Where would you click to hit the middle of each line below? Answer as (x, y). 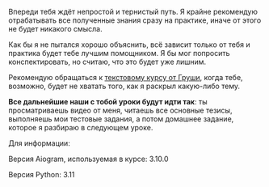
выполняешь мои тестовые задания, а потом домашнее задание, (121, 119)
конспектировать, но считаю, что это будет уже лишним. (107, 62)
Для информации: (39, 143)
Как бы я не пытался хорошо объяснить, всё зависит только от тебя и (129, 45)
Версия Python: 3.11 (42, 174)
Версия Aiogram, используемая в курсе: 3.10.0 (88, 159)
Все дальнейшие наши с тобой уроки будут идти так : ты (108, 102)
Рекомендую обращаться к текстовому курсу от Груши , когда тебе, (126, 77)
